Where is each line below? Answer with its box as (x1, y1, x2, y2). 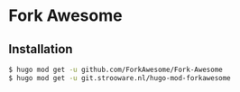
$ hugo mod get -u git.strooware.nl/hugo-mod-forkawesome (8, 73, 231, 82)
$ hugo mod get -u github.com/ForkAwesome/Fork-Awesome (8, 65, 223, 74)
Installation (8, 41, 73, 57)
